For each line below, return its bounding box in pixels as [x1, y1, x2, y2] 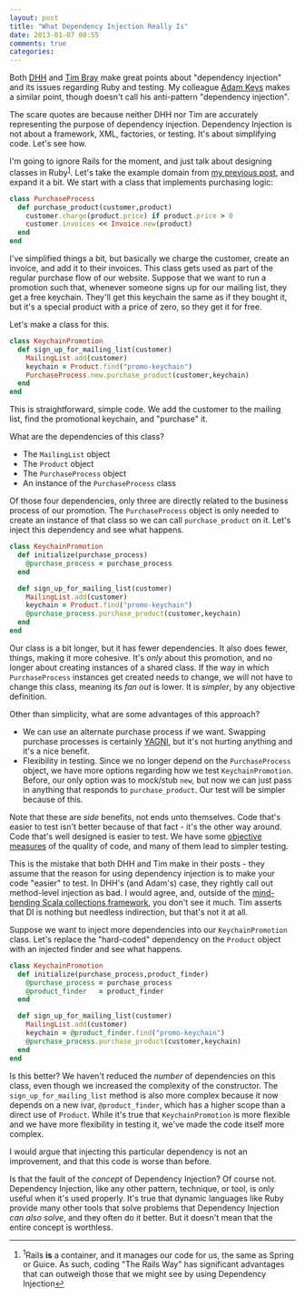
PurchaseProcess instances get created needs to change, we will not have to [9, 671, 293, 683]
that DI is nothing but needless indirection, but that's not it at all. [9, 907, 249, 918]
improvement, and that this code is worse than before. [9, 1155, 212, 1166]
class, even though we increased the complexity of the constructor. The [9, 1080, 279, 1090]
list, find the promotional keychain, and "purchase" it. [9, 413, 209, 424]
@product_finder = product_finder [25, 987, 165, 996]
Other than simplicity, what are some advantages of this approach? [9, 708, 261, 719]
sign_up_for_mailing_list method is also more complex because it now [9, 1090, 279, 1100]
